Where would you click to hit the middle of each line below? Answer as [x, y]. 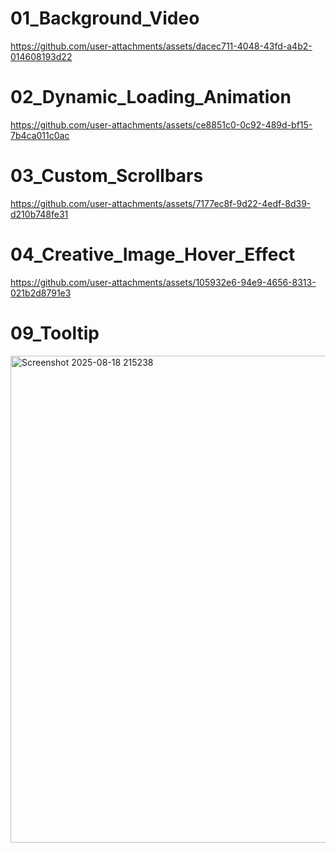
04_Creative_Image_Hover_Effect [153, 254]
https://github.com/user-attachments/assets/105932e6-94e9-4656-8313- [163, 282]
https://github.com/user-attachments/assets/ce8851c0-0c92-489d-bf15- [161, 124]
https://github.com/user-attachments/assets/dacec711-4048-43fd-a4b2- [161, 46]
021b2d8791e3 [41, 293]
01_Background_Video [105, 18]
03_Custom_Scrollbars [107, 176]
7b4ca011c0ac [40, 135]
